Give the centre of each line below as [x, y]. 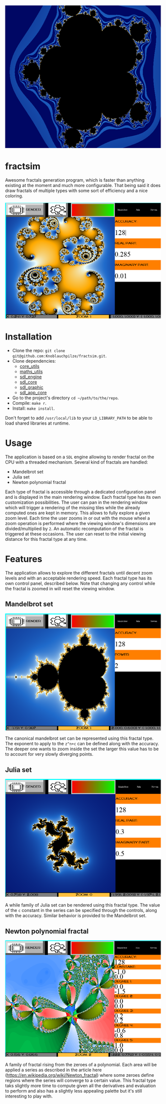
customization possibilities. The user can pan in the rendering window [76, 502]
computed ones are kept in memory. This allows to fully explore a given [78, 513]
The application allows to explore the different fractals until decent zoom [79, 573]
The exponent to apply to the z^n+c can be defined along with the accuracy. [82, 744]
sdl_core [28, 382]
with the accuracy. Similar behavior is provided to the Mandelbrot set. [76, 915]
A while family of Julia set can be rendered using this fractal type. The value [83, 905]
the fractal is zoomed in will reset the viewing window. [60, 588]
